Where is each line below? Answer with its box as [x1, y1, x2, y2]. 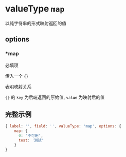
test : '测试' [18, 138, 44, 143]
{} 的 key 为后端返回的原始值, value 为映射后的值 [5, 94, 105, 100]
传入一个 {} [5, 73, 29, 79]
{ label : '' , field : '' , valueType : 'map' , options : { [5, 124, 122, 129]
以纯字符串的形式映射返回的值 [5, 20, 66, 26]
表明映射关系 [5, 83, 31, 89]
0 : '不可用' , [18, 133, 43, 138]
